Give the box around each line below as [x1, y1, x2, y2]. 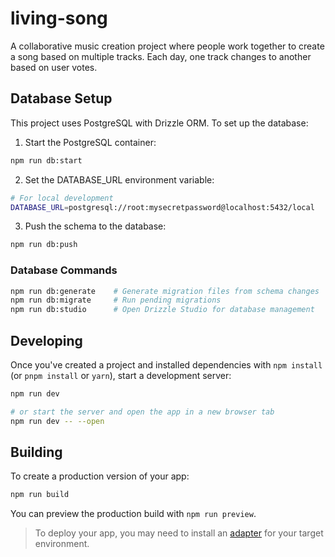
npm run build [10, 490, 70, 500]
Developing [10, 332, 83, 349]
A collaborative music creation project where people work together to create [10, 40, 325, 52]
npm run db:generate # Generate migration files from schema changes [10, 286, 320, 296]
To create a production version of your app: [10, 470, 190, 482]
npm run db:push [10, 240, 78, 250]
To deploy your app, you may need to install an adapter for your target [34, 527, 324, 539]
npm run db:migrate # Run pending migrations [10, 295, 222, 306]
